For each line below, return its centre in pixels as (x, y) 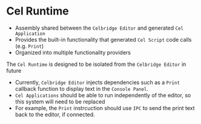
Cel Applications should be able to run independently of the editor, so (103, 95)
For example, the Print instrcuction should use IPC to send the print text (105, 108)
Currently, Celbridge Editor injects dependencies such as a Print (97, 82)
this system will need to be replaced (60, 102)
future (14, 70)
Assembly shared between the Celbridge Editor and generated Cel (99, 28)
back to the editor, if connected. (55, 114)
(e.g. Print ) (29, 46)
